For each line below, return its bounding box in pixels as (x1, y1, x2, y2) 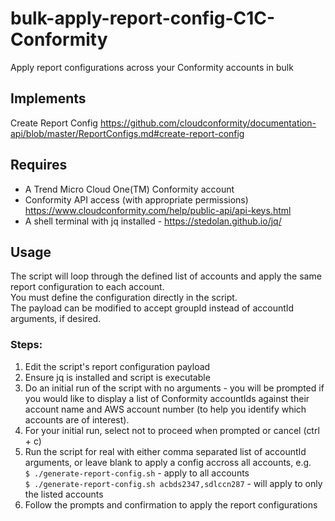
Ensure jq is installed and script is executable (24, 371, 211, 383)
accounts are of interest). (24, 413, 130, 426)
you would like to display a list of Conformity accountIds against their (24, 392, 310, 404)
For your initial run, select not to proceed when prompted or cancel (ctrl (24, 424, 320, 436)
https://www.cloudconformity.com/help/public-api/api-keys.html (24, 204, 292, 216)
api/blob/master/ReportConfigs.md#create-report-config (10, 127, 245, 139)
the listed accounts (24, 488, 104, 500)
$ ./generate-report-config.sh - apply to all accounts (24, 467, 250, 479)
